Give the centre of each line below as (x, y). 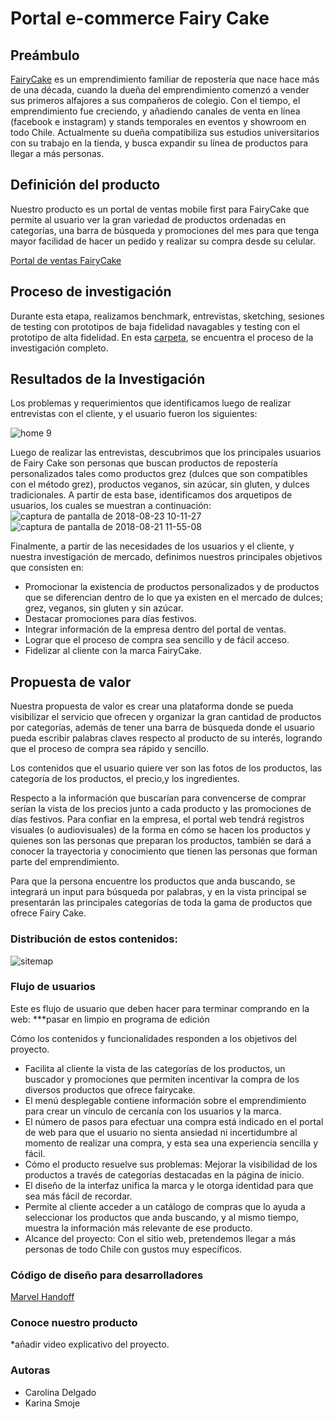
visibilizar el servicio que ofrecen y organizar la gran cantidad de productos (166, 717)
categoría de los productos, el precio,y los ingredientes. (125, 779)
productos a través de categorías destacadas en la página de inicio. (164, 1174)
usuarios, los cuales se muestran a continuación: (111, 506)
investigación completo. (59, 348)
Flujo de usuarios (53, 987)
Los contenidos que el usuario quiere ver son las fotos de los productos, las (166, 768)
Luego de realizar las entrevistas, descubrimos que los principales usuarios (166, 453)
